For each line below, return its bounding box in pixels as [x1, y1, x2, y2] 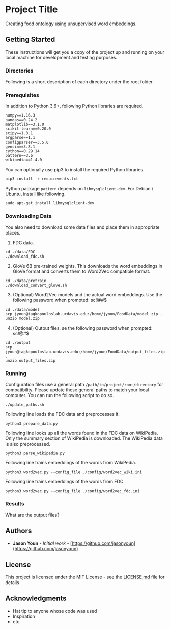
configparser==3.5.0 [5, 139, 49, 145]
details [5, 579, 19, 586]
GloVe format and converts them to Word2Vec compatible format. [12, 268, 151, 274]
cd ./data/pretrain [5, 278, 47, 283]
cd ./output [5, 340, 31, 345]
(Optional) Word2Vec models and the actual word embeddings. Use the [12, 291, 163, 297]
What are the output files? [5, 512, 60, 518]
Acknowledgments [5, 594, 67, 603]
